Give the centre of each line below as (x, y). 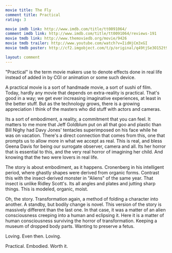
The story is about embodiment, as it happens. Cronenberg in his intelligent (85, 167)
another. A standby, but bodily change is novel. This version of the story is (83, 204)
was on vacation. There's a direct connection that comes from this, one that (85, 135)
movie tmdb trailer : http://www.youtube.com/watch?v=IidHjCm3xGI (76, 43)
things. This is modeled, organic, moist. (47, 189)
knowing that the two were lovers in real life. (52, 157)
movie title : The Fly (28, 10)
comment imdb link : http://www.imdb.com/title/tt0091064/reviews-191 (81, 34)
